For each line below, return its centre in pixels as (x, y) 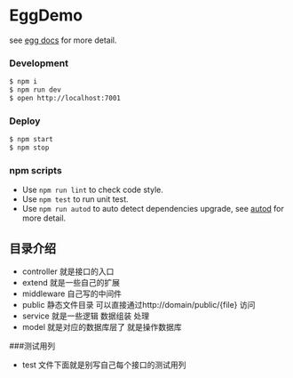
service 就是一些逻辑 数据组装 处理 (86, 316)
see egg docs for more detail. (63, 40)
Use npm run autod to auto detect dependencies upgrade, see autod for (153, 209)
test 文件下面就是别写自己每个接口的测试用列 (104, 365)
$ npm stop (29, 148)
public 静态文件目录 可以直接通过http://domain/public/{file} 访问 (139, 305)
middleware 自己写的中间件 (72, 294)
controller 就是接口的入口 (68, 271)
